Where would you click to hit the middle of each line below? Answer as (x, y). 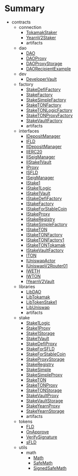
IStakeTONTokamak (46, 245)
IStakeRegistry (40, 219)
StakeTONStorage (44, 390)
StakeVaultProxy (42, 395)
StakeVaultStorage (45, 400)
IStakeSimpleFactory (47, 224)
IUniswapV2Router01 (47, 266)
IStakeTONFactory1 (45, 240)
